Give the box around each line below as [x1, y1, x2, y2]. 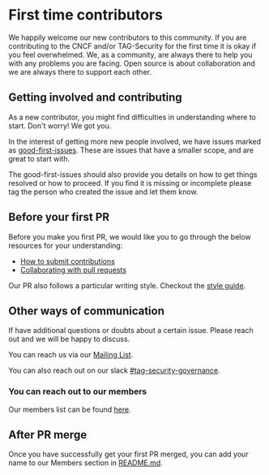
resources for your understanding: [8, 240, 123, 250]
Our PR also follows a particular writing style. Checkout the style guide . [8, 280, 246, 290]
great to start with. [8, 153, 70, 163]
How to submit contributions [19, 256, 115, 266]
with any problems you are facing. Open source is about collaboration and [8, 58, 255, 68]
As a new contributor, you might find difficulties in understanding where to [8, 112, 257, 122]
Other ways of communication [8, 304, 164, 317]
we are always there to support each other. [8, 67, 152, 76]
